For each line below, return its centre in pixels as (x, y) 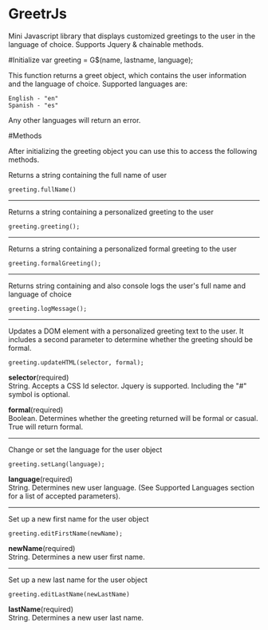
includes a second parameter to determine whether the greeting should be (131, 339)
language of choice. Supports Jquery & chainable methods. (106, 44)
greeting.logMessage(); (48, 309)
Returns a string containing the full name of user (88, 175)
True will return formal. (46, 427)
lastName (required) (41, 609)
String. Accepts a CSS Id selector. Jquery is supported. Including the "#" (128, 386)
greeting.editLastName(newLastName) (69, 594)
